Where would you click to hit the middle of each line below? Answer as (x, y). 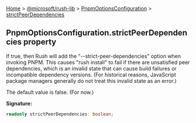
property (40, 42)
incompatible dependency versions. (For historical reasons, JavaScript (91, 75)
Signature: (19, 103)
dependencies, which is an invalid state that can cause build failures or (92, 68)
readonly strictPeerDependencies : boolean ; (60, 114)
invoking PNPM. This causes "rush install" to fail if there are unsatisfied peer (98, 62)
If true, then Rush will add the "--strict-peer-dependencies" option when (94, 56)
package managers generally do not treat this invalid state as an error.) (92, 80)
